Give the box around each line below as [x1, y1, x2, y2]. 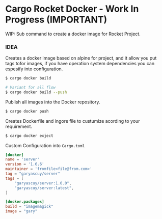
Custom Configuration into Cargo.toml [5, 142, 85, 148]
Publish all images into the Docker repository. [5, 99, 100, 105]
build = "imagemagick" [5, 204, 53, 209]
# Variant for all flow [5, 85, 56, 90]
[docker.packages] [5, 199, 44, 204]
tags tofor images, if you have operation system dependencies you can [5, 61, 154, 67]
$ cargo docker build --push [5, 90, 67, 95]
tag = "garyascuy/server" [5, 171, 60, 176]
